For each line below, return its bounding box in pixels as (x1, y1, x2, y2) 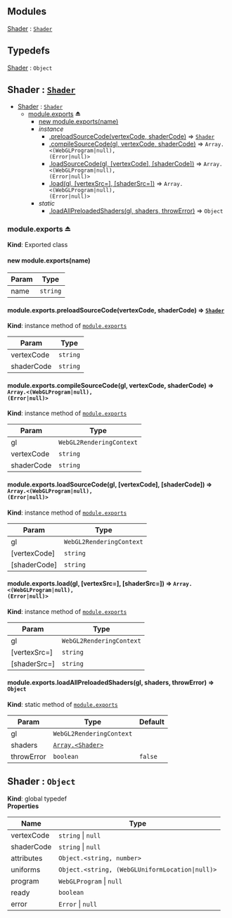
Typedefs (7, 45, 51, 57)
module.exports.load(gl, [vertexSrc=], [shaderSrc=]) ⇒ (7, 579, 172, 588)
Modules (7, 6, 47, 18)
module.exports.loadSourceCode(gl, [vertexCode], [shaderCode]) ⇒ (7, 480, 212, 489)
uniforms (11, 864, 41, 874)
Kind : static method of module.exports (7, 700, 118, 708)
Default (139, 717, 165, 727)
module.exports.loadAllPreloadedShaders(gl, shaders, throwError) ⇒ (7, 679, 214, 687)
